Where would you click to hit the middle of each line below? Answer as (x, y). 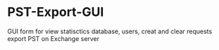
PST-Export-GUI (56, 12)
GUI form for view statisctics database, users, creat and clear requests (110, 31)
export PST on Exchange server (54, 38)
